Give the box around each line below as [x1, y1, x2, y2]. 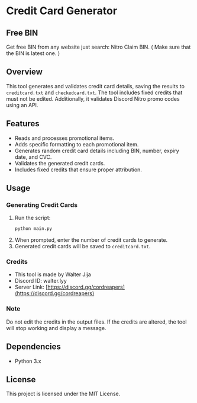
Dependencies [6, 342, 61, 352]
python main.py [14, 226, 53, 232]
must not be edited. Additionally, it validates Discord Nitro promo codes [6, 95, 180, 102]
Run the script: [14, 215, 51, 222]
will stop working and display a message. [6, 324, 106, 331]
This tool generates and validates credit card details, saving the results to [6, 82, 185, 89]
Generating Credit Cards [6, 200, 78, 209]
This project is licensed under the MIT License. [6, 390, 121, 398]
